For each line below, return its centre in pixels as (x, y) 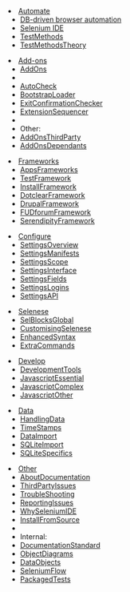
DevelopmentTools (51, 369)
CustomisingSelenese (55, 328)
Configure (35, 236)
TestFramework (45, 178)
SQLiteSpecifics (46, 453)
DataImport (38, 436)
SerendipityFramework (57, 221)
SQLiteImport (41, 445)
